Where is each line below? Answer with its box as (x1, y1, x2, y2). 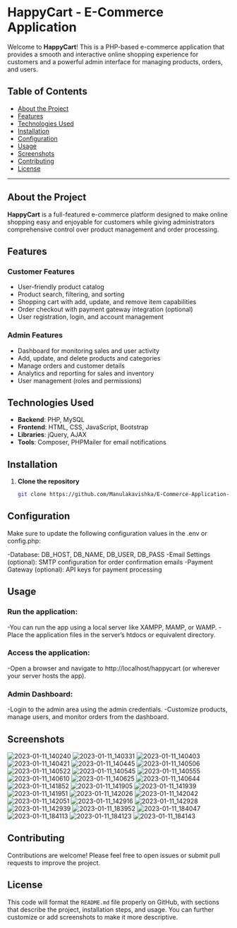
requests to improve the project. (7, 858, 101, 867)
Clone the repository (17, 477, 80, 486)
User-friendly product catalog (17, 283, 104, 291)
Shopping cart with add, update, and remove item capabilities (17, 298, 197, 306)
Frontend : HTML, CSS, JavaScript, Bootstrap (17, 423, 149, 431)
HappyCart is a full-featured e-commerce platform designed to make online (7, 210, 228, 219)
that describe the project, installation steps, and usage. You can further (7, 905, 214, 914)
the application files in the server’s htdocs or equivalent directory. (25, 630, 216, 639)
